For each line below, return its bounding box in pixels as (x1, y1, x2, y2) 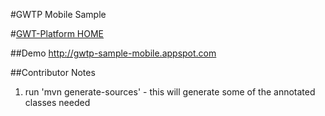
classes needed (24, 97, 91, 108)
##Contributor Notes (10, 67, 96, 78)
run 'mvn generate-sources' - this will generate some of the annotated (24, 86, 316, 98)
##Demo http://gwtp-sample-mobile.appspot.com (10, 47, 217, 59)
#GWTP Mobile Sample (10, 9, 107, 20)
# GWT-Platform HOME (10, 28, 105, 39)
